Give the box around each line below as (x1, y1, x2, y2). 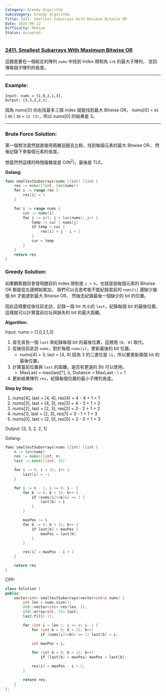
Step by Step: (5, 385, 34, 391)
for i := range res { (14, 188, 58, 193)
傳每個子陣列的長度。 (5, 65, 48, 71)
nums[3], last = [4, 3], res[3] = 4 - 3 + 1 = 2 (12, 400, 100, 406)
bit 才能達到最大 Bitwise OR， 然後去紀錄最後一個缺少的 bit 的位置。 (10, 293, 149, 299)
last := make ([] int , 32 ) (14, 459, 65, 464)
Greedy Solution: (5, 268, 47, 275)
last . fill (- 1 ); (23, 614, 54, 619)
